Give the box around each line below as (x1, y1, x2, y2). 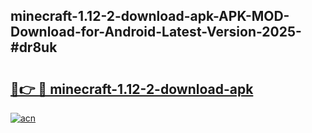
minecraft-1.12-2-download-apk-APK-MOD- (10, 8, 290, 25)
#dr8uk (10, 39, 58, 56)
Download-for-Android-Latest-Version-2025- (10, 24, 302, 41)
